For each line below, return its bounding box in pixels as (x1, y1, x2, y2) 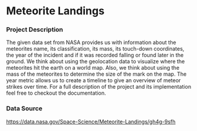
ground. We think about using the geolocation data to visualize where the (6, 58, 185, 65)
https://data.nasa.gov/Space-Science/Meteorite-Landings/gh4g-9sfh (6, 118, 176, 125)
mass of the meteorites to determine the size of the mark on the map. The (6, 70, 187, 78)
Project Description (6, 26, 63, 34)
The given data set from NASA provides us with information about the (6, 39, 176, 46)
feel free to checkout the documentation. (6, 89, 106, 96)
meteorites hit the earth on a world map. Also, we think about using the (6, 64, 180, 71)
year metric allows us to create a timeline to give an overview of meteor (6, 77, 181, 84)
